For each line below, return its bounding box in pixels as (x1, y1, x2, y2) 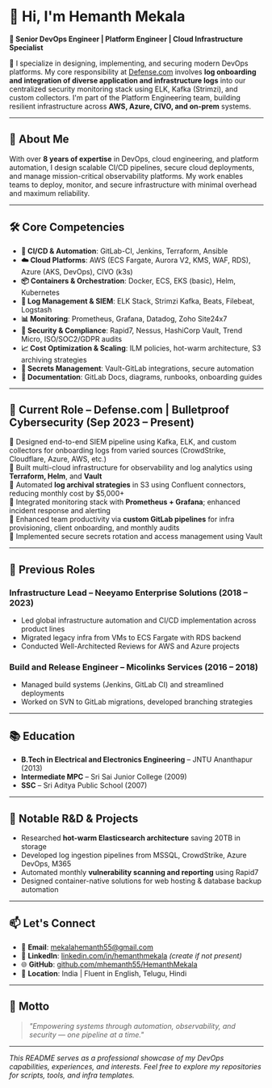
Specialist (9, 42, 44, 52)
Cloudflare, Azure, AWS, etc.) (9, 454, 107, 464)
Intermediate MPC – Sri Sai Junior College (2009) (20, 772, 188, 782)
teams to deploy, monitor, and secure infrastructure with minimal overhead (9, 180, 257, 189)
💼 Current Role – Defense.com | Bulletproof (9, 402, 229, 416)
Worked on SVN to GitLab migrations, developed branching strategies (20, 697, 253, 707)
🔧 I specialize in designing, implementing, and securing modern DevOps (9, 58, 249, 68)
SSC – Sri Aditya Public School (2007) (20, 780, 148, 790)
